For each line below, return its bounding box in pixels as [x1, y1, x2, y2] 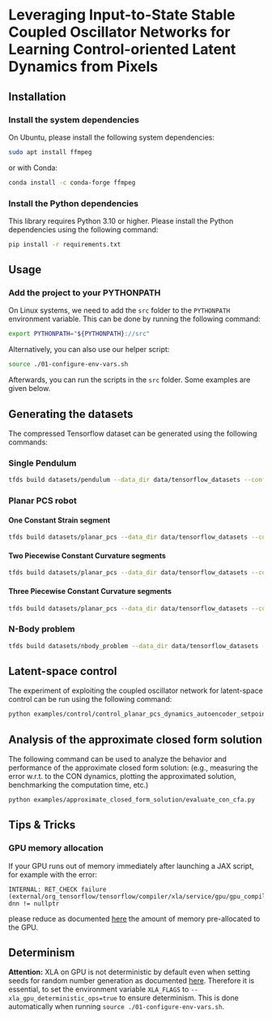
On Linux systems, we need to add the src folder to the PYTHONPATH [8, 306, 231, 316]
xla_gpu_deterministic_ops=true [8, 995, 117, 1003]
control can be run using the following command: [8, 694, 172, 704]
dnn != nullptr [8, 899, 60, 908]
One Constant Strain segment [8, 515, 111, 525]
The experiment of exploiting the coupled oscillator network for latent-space [8, 686, 263, 695]
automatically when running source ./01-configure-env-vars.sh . [8, 1002, 225, 1012]
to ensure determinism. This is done [118, 993, 239, 1003]
